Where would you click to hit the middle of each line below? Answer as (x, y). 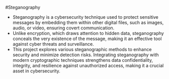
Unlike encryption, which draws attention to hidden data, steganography (88, 33)
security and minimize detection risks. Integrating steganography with (86, 55)
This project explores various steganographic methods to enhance (82, 49)
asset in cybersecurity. (37, 71)
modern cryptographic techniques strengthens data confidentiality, (83, 60)
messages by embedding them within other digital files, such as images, (88, 23)
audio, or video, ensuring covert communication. (63, 28)
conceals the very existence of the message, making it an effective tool (87, 38)
